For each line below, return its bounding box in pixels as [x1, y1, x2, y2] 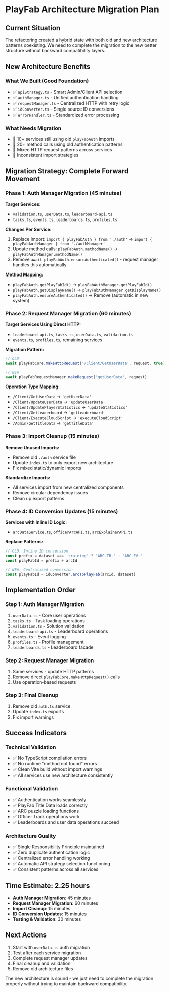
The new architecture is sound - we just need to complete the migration [5, 975, 154, 981]
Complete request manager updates [12, 955, 88, 961]
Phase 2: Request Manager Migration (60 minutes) [5, 310, 132, 317]
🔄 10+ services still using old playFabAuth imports [12, 136, 115, 142]
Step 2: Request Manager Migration [5, 657, 94, 664]
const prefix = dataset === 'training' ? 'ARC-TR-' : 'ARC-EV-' [5, 553, 143, 558]
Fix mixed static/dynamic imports [12, 465, 81, 471]
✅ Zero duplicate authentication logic [12, 849, 90, 855]
